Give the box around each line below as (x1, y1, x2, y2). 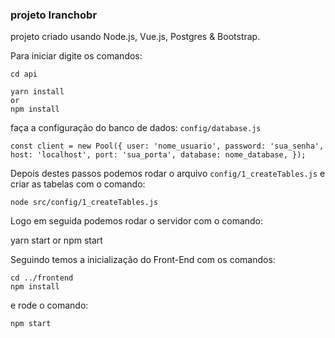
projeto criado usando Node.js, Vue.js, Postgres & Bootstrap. (10, 31, 261, 43)
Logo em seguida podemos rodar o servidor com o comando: (10, 215, 264, 227)
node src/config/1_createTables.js (10, 198, 159, 208)
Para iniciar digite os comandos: (10, 50, 143, 62)
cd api (10, 69, 38, 80)
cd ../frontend (10, 273, 74, 283)
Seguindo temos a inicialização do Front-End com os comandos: (10, 254, 276, 266)
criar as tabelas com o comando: (10, 178, 146, 190)
